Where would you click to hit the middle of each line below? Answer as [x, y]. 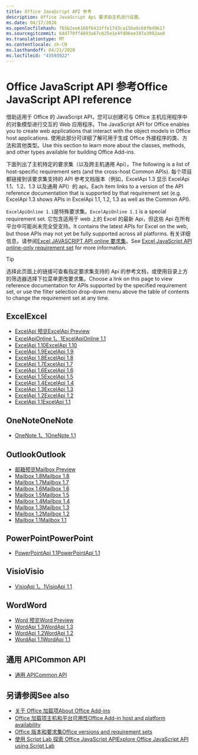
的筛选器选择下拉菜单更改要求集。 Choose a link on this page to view [90, 278]
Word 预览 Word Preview [44, 620]
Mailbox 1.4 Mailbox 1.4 [42, 501]
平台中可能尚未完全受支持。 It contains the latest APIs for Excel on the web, [97, 226]
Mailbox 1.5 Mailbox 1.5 [42, 495]
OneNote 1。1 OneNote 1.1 [45, 436]
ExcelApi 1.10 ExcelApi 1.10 [46, 345]
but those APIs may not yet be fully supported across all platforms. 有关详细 [98, 234]
